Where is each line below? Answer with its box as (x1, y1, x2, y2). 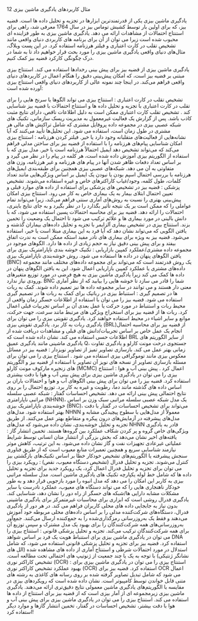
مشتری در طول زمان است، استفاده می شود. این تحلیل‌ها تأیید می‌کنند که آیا (6, 127, 171, 134)
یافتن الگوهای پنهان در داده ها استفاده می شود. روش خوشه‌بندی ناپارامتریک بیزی (6, 252, 182, 259)
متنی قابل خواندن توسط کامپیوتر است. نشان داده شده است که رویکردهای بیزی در (6, 577, 186, 584)
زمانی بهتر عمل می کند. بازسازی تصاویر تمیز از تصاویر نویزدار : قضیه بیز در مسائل (6, 346, 186, 353)
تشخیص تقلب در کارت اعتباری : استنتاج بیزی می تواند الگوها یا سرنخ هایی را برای (6, 96, 183, 103)
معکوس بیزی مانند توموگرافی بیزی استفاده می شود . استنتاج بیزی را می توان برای (6, 352, 186, 359)
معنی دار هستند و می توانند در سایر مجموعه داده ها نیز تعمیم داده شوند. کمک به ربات (6, 283, 192, 291)
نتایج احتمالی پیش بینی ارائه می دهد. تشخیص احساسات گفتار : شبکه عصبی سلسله (6, 390, 187, 396)
